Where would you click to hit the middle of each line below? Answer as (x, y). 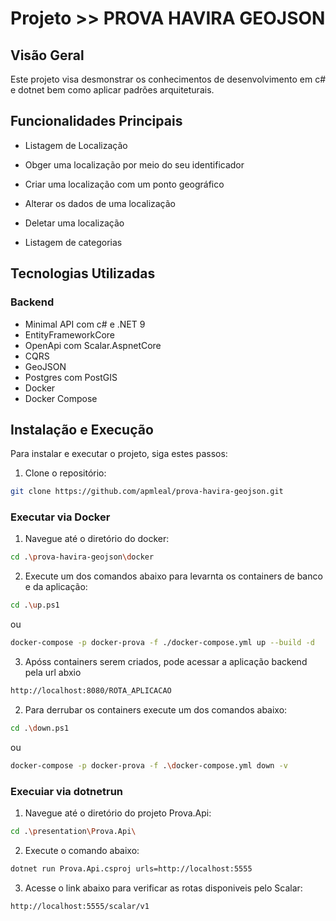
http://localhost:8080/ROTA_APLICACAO (91, 691)
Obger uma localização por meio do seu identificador (134, 164)
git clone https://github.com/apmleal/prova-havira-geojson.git (147, 492)
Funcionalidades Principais (96, 121)
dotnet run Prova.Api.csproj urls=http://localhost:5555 (131, 868)
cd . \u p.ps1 (35, 605)
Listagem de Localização (76, 145)
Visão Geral (47, 55)
